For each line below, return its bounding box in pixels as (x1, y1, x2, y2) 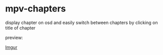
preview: (5, 34, 24, 40)
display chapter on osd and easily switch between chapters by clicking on (5, 19, 158, 25)
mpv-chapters (5, 3, 66, 14)
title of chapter (5, 24, 36, 30)
